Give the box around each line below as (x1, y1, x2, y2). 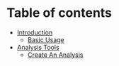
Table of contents (6, 5, 113, 21)
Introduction (16, 28, 53, 37)
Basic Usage (27, 35, 64, 44)
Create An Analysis (27, 51, 84, 59)
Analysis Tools (16, 43, 59, 51)
